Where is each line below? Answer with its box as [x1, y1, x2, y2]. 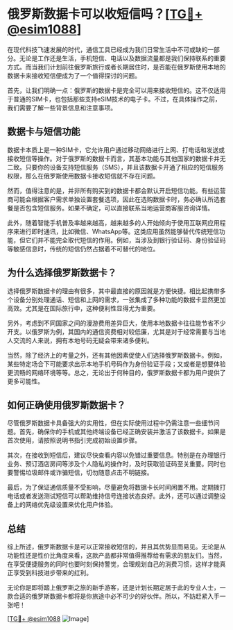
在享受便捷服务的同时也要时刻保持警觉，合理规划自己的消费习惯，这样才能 [7, 560, 220, 568]
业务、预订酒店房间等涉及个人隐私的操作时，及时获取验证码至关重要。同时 [7, 460, 220, 468]
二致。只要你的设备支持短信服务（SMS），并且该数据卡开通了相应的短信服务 [7, 163, 224, 171]
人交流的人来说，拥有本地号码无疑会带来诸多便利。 [7, 336, 153, 345]
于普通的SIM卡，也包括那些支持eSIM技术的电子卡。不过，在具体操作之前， [7, 94, 221, 103]
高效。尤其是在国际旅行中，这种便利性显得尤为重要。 [7, 304, 159, 313]
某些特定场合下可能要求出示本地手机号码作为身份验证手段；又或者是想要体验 [7, 359, 226, 368]
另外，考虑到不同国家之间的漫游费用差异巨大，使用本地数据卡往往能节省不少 [7, 319, 226, 327]
